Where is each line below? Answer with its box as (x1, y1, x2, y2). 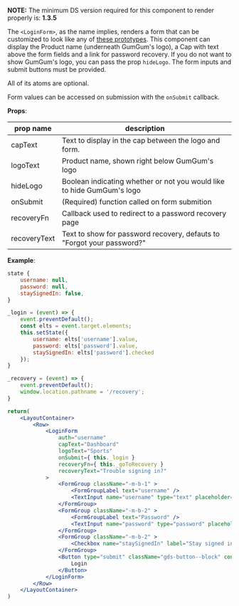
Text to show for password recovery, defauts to (61, 229, 221, 239)
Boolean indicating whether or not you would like (61, 177, 225, 186)
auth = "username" (58, 434, 107, 442)
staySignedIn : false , (20, 290, 84, 297)
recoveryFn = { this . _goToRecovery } (58, 461, 164, 468)
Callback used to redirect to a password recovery (61, 209, 227, 218)
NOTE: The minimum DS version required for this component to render (7, 6, 215, 14)
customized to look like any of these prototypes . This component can (7, 35, 211, 43)
